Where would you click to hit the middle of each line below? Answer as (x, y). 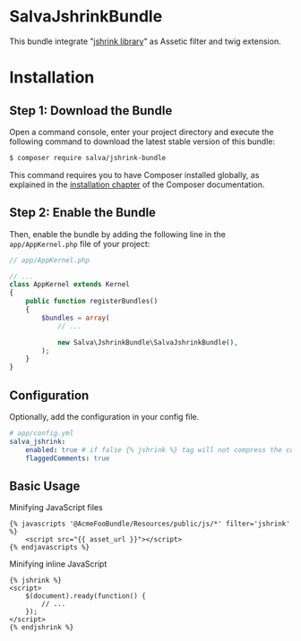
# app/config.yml (42, 433)
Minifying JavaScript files (56, 508)
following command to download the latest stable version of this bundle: (142, 141)
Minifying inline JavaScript (58, 564)
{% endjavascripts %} (50, 548)
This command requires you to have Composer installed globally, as (134, 175)
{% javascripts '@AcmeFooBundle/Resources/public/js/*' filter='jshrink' (150, 524)
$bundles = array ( (76, 318)
